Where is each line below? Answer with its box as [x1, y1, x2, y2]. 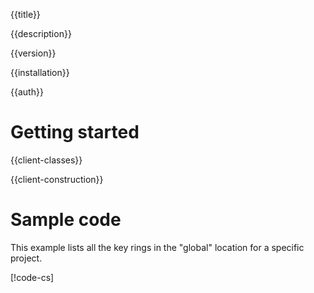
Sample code [10, 209, 122, 231]
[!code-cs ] [10, 271, 55, 283]
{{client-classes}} [10, 154, 83, 166]
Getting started [10, 121, 140, 144]
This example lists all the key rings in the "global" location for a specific [10, 241, 305, 253]
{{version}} [10, 47, 57, 59]
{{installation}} [10, 67, 70, 78]
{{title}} [10, 9, 41, 20]
